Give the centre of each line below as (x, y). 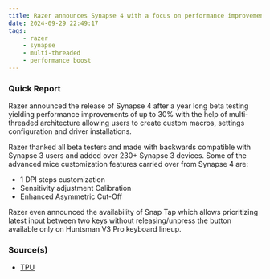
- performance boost (57, 61)
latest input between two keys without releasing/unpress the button (120, 220)
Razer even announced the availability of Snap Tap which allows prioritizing (133, 212)
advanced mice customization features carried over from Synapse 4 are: (129, 164)
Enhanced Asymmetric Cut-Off (71, 196)
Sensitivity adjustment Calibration (76, 188)
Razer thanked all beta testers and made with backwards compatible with (130, 147)
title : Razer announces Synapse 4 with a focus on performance (117, 16)
